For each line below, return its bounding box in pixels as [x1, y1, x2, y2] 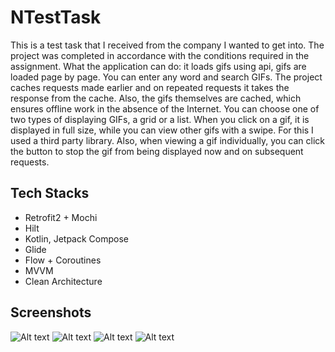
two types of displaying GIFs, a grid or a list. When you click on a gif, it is [10, 113, 310, 125]
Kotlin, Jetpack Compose [24, 232, 129, 245]
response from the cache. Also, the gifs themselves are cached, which [10, 92, 302, 104]
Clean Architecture [24, 275, 103, 287]
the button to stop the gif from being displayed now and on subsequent [10, 145, 304, 157]
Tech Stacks [10, 185, 90, 202]
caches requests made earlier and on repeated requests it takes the [10, 81, 290, 93]
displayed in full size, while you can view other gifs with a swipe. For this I [10, 124, 314, 136]
